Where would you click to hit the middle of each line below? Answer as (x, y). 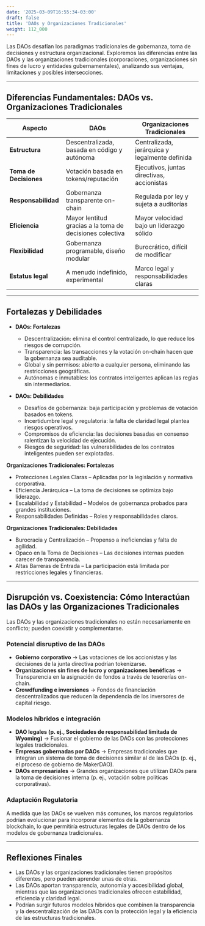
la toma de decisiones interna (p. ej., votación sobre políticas (92, 777)
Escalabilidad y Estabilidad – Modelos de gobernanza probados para (101, 503)
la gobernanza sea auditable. (61, 358)
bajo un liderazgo (160, 226)
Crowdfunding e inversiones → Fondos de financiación (85, 690)
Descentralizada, (90, 143)
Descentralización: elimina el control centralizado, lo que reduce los (110, 338)
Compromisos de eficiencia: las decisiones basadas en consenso (106, 434)
